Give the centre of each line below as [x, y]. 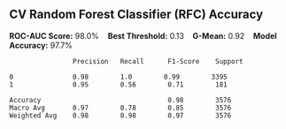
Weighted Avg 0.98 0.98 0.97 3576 [120, 115]
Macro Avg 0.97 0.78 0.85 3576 [120, 108]
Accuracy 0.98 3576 [120, 100]
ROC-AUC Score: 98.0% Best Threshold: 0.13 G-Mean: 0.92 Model [143, 35]
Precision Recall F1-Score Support [158, 61]
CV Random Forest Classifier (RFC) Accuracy [136, 15]
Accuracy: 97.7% [41, 45]
